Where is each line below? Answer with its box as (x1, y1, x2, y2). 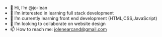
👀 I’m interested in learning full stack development (10, 10, 114, 16)
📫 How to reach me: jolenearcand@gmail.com (10, 26, 107, 32)
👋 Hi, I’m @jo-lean (10, 5, 48, 10)
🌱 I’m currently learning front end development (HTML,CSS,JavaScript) (10, 15, 157, 21)
